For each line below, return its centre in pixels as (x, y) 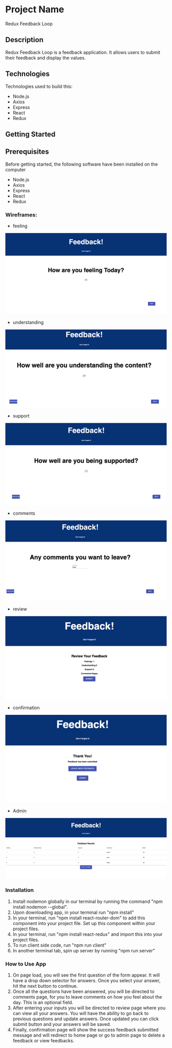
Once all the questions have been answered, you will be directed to (83, 991)
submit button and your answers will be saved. (62, 1024)
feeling (20, 226)
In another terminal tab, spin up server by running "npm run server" (84, 950)
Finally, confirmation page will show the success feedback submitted (85, 1030)
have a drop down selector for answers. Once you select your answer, (87, 981)
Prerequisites (27, 152)
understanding (28, 322)
